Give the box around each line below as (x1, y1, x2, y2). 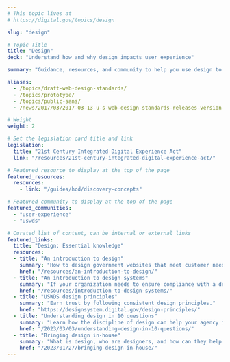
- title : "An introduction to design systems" (13, 274, 149, 281)
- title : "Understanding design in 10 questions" (13, 313, 157, 319)
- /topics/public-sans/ (13, 97, 81, 105)
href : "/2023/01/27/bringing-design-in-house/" (19, 344, 157, 352)
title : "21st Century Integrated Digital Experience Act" (13, 148, 183, 155)
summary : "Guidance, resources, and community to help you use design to (7, 67, 222, 73)
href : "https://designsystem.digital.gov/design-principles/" (19, 306, 201, 313)
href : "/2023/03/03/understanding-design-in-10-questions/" (19, 325, 194, 333)
